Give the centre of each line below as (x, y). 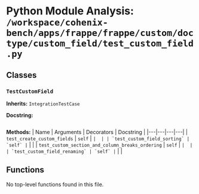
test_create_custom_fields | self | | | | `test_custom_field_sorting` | (98, 138)
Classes (22, 75)
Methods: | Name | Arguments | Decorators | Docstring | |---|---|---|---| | (97, 132)
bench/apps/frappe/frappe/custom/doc (100, 33)
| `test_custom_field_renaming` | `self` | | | (64, 151)
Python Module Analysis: (70, 11)
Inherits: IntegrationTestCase (43, 104)
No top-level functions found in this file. (55, 184)
